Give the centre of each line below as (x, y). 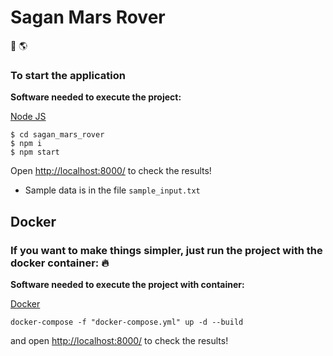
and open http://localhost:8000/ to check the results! (119, 340)
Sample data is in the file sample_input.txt (112, 190)
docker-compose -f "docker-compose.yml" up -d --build (127, 322)
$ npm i (26, 144)
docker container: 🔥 (60, 263)
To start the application (68, 75)
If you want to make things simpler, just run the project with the (166, 250)
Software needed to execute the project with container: (127, 284)
